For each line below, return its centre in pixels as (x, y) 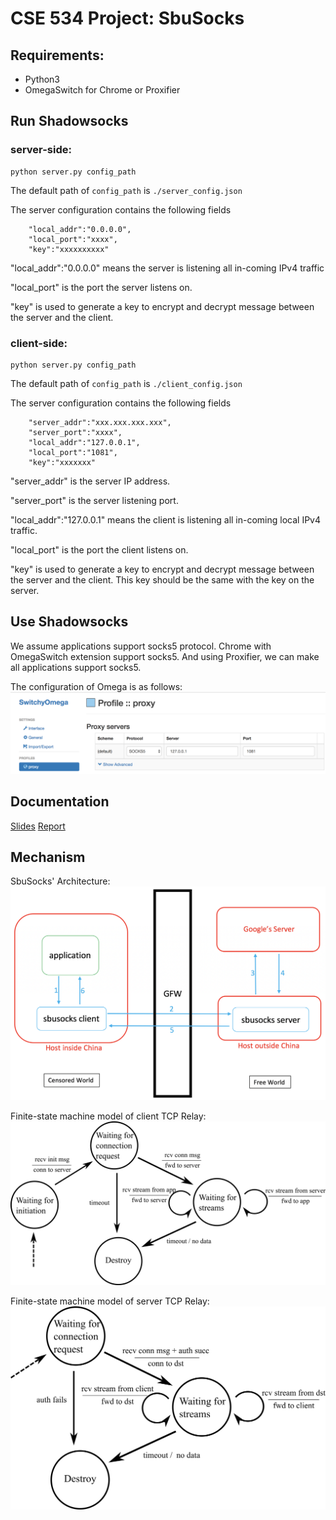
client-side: (39, 343)
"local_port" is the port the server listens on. (101, 287)
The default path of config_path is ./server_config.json (126, 190)
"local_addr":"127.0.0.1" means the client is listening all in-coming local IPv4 (166, 519)
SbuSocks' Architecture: (60, 881)
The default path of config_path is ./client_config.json (126, 383)
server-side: (41, 150)
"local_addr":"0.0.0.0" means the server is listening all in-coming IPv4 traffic (167, 268)
